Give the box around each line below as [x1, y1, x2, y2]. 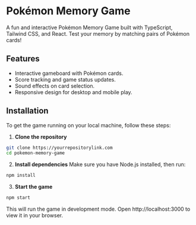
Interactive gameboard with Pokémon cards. [14, 70, 124, 77]
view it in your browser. [6, 212, 64, 219]
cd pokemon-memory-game [6, 150, 65, 156]
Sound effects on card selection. [14, 82, 95, 89]
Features [6, 54, 40, 64]
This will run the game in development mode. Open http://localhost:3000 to [6, 205, 191, 212]
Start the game [14, 183, 53, 190]
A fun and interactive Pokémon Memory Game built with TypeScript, [6, 24, 173, 31]
